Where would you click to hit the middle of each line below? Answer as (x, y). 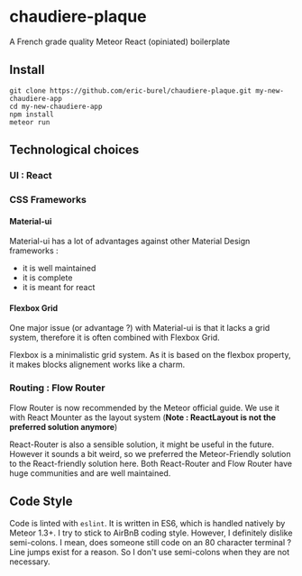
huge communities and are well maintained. (90, 473)
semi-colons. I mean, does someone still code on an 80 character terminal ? (150, 542)
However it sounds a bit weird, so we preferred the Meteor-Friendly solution (150, 453)
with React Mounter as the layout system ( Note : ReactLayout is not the (143, 417)
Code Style (41, 502)
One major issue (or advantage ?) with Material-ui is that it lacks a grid (140, 328)
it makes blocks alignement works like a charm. (97, 365)
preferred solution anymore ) (64, 426)
